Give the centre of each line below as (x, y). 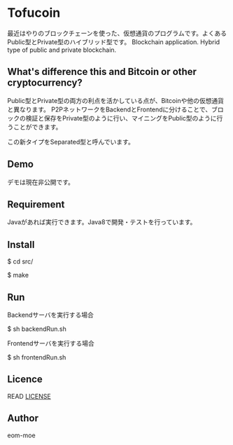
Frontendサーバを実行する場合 (51, 343)
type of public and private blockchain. (62, 50)
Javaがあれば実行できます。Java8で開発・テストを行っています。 (102, 222)
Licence (25, 379)
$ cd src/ (20, 261)
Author (23, 418)
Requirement (36, 204)
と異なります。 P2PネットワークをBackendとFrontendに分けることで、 (110, 109)
